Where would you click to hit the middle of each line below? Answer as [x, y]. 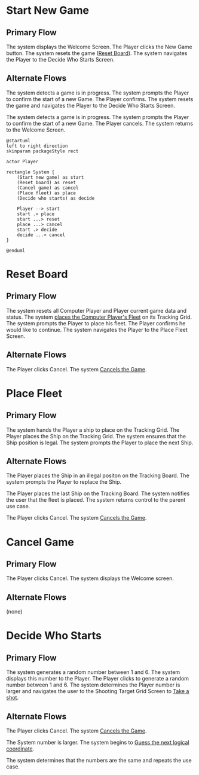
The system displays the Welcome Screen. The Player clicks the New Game [99, 47]
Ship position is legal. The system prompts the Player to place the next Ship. [100, 443]
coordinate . [20, 749]
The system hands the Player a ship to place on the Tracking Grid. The [93, 430]
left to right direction [37, 146]
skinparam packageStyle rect [42, 151]
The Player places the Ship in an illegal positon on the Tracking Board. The [98, 475]
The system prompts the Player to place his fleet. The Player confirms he [96, 323]
